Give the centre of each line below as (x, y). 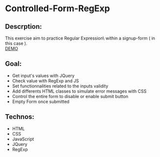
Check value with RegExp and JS (46, 80)
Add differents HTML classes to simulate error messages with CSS (79, 91)
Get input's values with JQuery (43, 76)
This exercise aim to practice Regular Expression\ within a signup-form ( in (80, 38)
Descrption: (24, 27)
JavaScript (23, 139)
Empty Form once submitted (41, 101)
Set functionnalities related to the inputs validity (60, 86)
